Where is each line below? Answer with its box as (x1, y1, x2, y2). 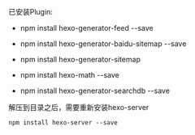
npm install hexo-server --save (8, 119, 118, 127)
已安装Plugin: (8, 7, 53, 16)
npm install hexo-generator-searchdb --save (19, 86, 171, 95)
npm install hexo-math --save (19, 70, 120, 79)
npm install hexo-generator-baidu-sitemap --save (19, 39, 187, 49)
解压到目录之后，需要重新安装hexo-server (8, 103, 149, 112)
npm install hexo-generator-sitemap (19, 55, 141, 64)
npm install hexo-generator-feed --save (19, 23, 154, 32)
